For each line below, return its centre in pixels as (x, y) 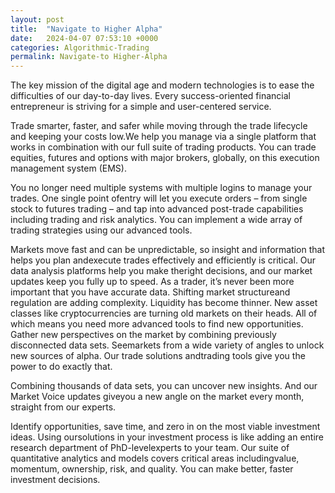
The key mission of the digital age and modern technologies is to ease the (162, 85)
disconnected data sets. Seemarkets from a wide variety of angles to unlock (167, 345)
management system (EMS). (68, 168)
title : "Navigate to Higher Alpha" (86, 29)
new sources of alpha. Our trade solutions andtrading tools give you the (158, 356)
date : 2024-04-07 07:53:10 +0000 (84, 38)
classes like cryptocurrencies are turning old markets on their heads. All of (164, 313)
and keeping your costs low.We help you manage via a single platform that (163, 137)
